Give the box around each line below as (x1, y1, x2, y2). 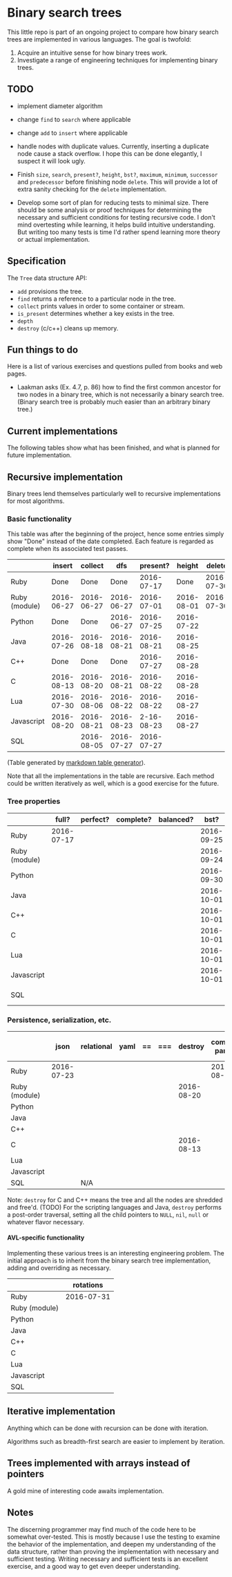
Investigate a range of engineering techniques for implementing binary (17, 55, 218, 64)
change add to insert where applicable (17, 128, 128, 136)
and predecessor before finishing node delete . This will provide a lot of (17, 177, 218, 186)
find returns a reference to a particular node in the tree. (17, 294, 176, 303)
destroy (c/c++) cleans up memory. (17, 324, 119, 332)
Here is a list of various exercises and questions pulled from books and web (7, 362, 223, 371)
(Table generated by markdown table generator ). (7, 759, 146, 767)
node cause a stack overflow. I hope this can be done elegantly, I (17, 149, 202, 157)
